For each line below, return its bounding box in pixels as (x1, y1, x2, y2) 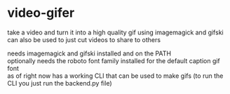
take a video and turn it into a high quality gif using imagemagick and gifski (7, 28, 224, 36)
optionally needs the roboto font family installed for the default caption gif (7, 56, 221, 65)
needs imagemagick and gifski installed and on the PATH (7, 49, 172, 58)
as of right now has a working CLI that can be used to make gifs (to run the (7, 72, 224, 80)
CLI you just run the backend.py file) (7, 79, 112, 87)
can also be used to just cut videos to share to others (7, 35, 161, 43)
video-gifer (7, 5, 75, 21)
